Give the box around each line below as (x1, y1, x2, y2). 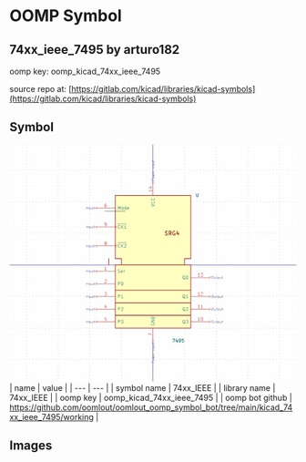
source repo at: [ (9, 84, 72, 94)
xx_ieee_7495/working (9, 411, 94, 422)
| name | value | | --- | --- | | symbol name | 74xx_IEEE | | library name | (9, 382, 276, 393)
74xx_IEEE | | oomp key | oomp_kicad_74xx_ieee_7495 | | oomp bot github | (9, 392, 293, 403)
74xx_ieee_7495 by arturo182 (9, 42, 180, 57)
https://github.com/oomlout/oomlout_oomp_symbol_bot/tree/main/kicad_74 (9, 402, 293, 413)
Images (9, 438, 53, 453)
